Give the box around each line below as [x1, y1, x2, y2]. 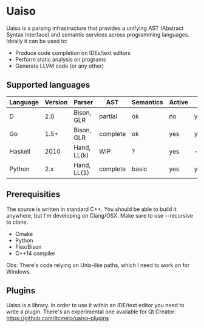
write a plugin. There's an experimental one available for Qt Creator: [6, 308, 176, 315]
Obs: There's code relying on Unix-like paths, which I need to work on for [6, 261, 190, 269]
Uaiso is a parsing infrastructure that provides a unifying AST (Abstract [6, 24, 184, 32]
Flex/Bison [15, 243, 42, 251]
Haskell [9, 147, 30, 155]
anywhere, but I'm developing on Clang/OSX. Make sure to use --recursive [6, 212, 193, 219]
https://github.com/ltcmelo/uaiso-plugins [6, 315, 109, 322]
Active [169, 98, 188, 106]
